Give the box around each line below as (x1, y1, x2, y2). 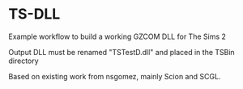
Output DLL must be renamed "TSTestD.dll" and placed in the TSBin (8, 47, 235, 57)
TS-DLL (8, 5, 61, 23)
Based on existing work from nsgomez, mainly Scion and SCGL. (8, 71, 221, 81)
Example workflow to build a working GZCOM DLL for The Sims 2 (8, 32, 227, 41)
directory (8, 56, 39, 66)
